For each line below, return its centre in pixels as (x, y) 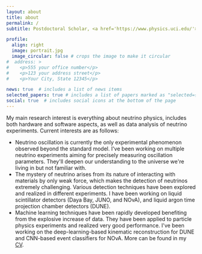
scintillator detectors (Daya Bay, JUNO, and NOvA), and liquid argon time (105, 200)
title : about (23, 17)
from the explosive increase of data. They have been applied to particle (103, 219)
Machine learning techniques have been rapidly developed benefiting (101, 212)
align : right (28, 45)
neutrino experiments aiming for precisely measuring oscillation (94, 155)
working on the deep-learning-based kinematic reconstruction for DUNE (105, 232)
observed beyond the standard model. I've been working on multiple (99, 149)
